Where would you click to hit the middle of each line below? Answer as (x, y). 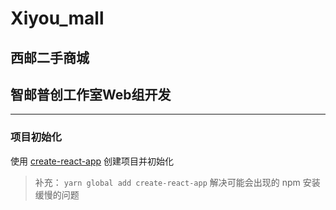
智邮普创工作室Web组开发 (91, 94)
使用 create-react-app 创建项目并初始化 (92, 161)
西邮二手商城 (50, 57)
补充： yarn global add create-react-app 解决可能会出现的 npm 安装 (177, 182)
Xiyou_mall (57, 18)
